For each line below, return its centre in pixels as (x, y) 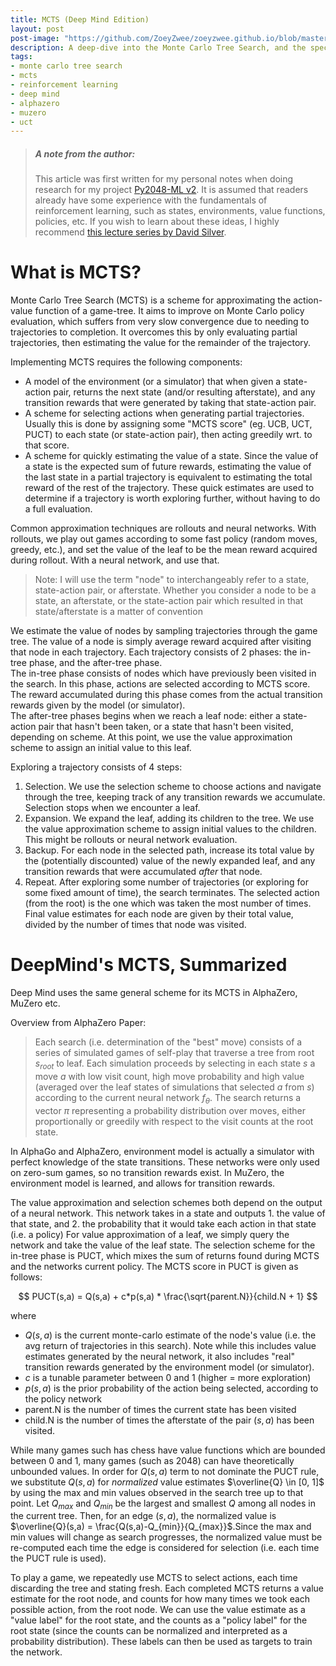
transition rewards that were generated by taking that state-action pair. (170, 403)
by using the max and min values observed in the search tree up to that (157, 1492)
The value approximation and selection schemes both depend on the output (166, 1202)
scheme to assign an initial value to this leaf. (101, 748)
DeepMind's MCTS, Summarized (149, 965)
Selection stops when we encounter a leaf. (112, 808)
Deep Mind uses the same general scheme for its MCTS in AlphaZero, (154, 993)
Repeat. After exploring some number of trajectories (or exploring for (166, 882)
